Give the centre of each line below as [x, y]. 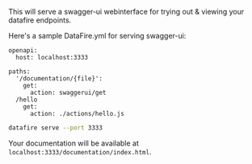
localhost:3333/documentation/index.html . [80, 151]
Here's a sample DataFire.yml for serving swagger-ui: [97, 36]
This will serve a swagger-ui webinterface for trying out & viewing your [126, 12]
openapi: [23, 51]
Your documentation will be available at [74, 143]
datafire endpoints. [40, 20]
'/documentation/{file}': [59, 79]
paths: [19, 72]
